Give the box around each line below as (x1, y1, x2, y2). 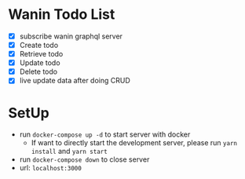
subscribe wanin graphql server (19, 31, 123, 41)
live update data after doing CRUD (19, 76, 131, 86)
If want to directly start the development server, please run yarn (31, 138, 238, 148)
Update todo (19, 58, 60, 68)
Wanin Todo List (8, 5, 115, 24)
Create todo (19, 41, 59, 49)
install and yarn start (31, 147, 108, 156)
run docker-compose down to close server (19, 155, 150, 164)
